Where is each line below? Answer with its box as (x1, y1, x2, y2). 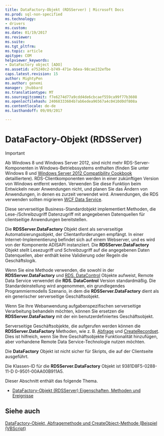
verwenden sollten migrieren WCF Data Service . (5, 196, 103, 202)
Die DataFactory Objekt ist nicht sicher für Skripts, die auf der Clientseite (5, 348, 153, 354)
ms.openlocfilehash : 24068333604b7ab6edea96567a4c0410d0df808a (5, 99, 137, 104)
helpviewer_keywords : (5, 58, 50, 63)
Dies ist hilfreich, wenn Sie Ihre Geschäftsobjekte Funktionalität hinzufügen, (5, 333, 158, 339)
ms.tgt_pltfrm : (5, 44, 36, 49)
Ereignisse (12, 393, 33, 398)
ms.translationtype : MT (5, 90, 54, 95)
